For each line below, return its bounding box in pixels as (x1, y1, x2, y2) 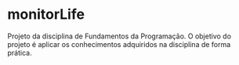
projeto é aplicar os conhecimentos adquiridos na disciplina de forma (7, 39, 231, 49)
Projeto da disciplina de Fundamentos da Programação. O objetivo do (7, 31, 232, 41)
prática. (7, 48, 32, 57)
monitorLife (7, 5, 85, 23)
